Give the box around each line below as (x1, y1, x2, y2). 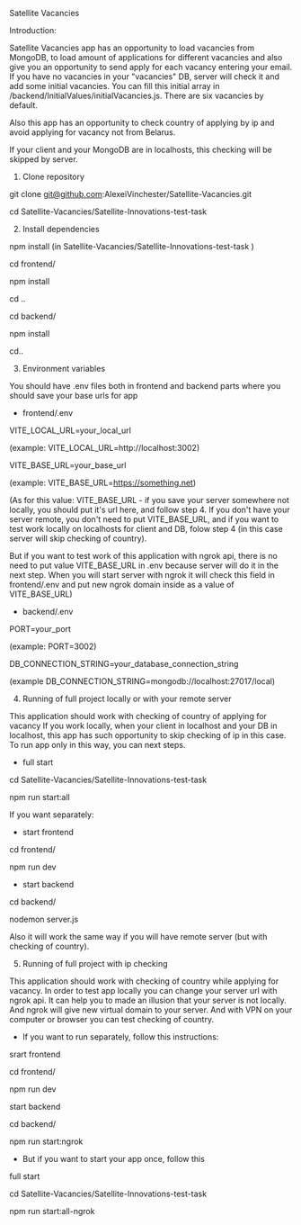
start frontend (22, 827, 75, 837)
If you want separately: (9, 809, 94, 820)
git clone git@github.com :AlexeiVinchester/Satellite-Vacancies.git (9, 189, 252, 199)
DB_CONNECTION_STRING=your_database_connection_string (9, 659, 239, 669)
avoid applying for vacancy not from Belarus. (9, 127, 176, 138)
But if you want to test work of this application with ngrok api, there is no (9, 551, 279, 561)
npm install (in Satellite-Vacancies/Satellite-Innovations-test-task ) (9, 241, 254, 251)
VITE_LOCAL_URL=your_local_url (9, 425, 132, 436)
